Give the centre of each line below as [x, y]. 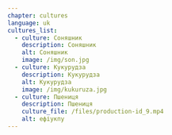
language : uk [29, 23]
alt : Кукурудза [47, 82]
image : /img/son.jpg [55, 60]
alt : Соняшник [45, 52]
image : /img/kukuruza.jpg [65, 89]
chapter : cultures [38, 15]
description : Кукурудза [61, 75]
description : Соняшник [59, 45]
